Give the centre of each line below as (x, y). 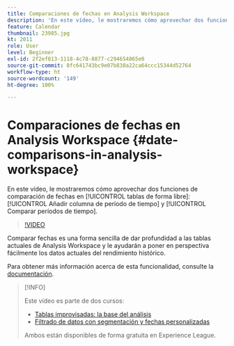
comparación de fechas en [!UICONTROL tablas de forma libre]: (99, 196)
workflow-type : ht (34, 72)
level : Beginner (31, 53)
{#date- (155, 140)
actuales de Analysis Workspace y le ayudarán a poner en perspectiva (108, 246)
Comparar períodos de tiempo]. (53, 211)
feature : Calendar (34, 26)
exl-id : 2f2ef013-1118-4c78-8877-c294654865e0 (76, 59)
